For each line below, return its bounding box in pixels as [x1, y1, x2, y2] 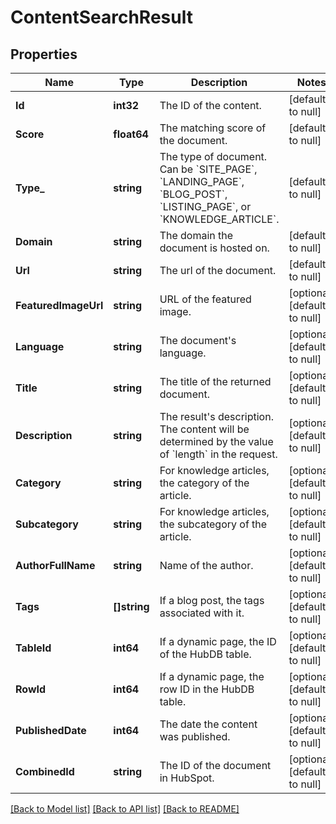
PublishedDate [15, 724, 87, 737]
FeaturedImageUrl [15, 299, 104, 312]
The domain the [159, 229, 234, 242]
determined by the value [159, 435, 274, 448]
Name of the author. [159, 559, 254, 572]
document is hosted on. [159, 241, 270, 255]
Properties [10, 46, 78, 63]
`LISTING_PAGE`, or [159, 200, 252, 213]
